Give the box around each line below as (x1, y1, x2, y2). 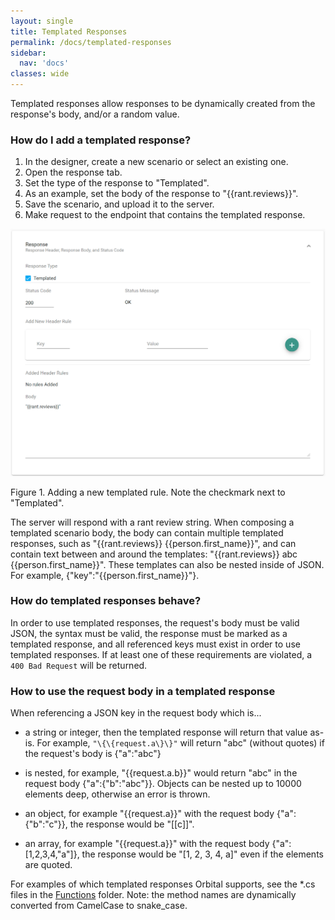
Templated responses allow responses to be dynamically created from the (10, 98, 316, 109)
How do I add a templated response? (10, 133, 192, 147)
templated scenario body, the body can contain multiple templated (10, 526, 284, 539)
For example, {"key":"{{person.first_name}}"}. (10, 569, 200, 581)
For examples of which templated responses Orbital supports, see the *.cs (10, 878, 316, 890)
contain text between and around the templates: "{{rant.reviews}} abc (10, 548, 298, 560)
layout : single (10, 16, 74, 26)
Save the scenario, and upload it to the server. (24, 198, 215, 210)
